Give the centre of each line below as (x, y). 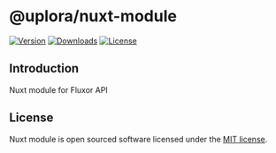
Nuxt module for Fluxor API (58, 89)
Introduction (44, 69)
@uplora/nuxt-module (93, 16)
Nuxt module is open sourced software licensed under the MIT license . (138, 139)
